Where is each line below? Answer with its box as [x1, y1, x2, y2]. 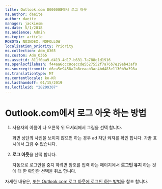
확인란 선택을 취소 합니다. [27, 168, 77, 174]
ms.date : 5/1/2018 [5, 26, 43, 30]
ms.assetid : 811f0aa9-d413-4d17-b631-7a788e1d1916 [5, 57, 111, 62]
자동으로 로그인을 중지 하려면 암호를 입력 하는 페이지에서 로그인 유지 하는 [12, 162, 151, 168]
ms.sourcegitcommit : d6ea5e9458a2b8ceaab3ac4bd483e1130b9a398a [5, 67, 137, 72]
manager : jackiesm [5, 21, 43, 26]
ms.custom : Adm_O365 [5, 53, 48, 58]
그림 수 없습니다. [25, 141, 57, 147]
